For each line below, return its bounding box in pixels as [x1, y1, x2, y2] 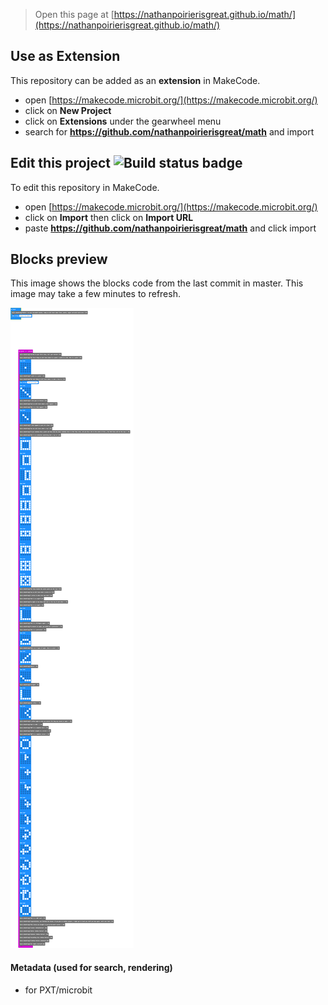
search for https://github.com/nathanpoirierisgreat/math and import [24, 125, 315, 138]
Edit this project [10, 155, 111, 172]
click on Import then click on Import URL [24, 211, 194, 223]
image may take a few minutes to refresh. [10, 288, 181, 300]
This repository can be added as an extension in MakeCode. [10, 74, 261, 86]
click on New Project [24, 104, 112, 116]
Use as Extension [10, 48, 121, 65]
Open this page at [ [34, 9, 115, 20]
